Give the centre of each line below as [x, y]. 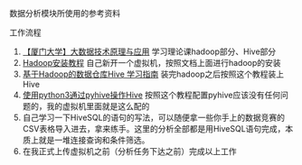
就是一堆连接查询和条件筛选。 [94, 140]
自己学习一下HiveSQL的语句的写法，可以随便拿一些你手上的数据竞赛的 [153, 117]
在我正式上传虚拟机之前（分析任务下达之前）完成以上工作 [129, 151]
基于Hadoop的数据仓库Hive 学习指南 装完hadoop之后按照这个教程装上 [153, 74]
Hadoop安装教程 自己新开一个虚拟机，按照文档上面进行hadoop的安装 [152, 63]
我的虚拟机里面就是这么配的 [98, 106]
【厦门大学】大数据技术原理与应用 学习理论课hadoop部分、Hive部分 [149, 51]
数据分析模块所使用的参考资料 [65, 13]
